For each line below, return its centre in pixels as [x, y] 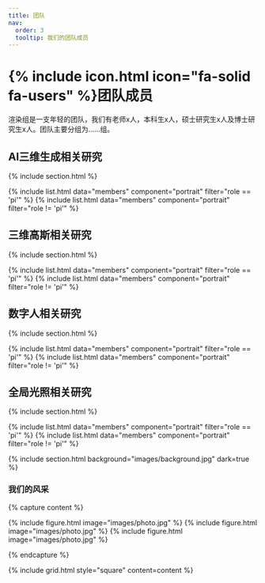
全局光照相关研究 [50, 392]
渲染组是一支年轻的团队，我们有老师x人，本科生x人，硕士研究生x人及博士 [128, 119]
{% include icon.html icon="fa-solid [129, 77]
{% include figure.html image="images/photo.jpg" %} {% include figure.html [133, 522]
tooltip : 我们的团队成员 [52, 38]
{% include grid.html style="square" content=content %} [101, 570]
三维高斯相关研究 [50, 235]
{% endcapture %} [39, 555]
